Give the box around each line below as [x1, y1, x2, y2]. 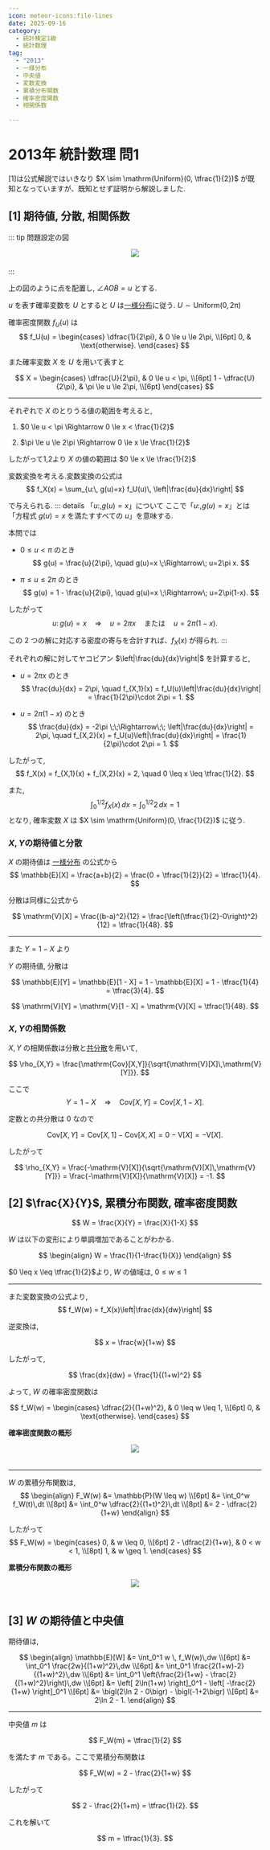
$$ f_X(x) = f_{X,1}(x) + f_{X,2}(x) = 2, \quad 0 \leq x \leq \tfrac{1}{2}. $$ [15, 769, 255, 778]
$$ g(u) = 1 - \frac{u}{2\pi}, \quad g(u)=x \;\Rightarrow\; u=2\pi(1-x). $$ [22, 588, 260, 597]
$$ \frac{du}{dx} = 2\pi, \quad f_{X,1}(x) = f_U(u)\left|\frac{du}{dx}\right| [21, 684, 261, 694]
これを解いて [8, 1818, 51, 1827]
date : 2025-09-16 [8, 19, 67, 27]
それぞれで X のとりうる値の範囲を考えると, [8, 405, 153, 415]
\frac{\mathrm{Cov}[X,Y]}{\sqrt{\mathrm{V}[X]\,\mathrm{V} [62, 1059, 262, 1069]
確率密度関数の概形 [8, 1428, 72, 1438]
